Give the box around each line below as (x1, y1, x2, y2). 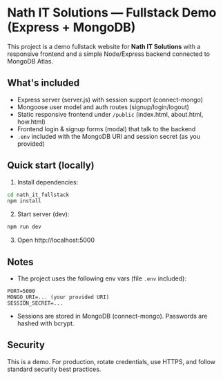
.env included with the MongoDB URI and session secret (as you (17, 132, 200, 140)
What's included (7, 77, 80, 89)
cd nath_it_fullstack (7, 191, 70, 198)
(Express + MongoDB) (7, 19, 136, 35)
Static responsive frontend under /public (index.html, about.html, (17, 110, 204, 118)
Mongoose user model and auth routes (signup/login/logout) (17, 102, 190, 111)
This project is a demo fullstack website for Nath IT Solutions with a (7, 42, 201, 50)
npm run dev (7, 223, 41, 231)
